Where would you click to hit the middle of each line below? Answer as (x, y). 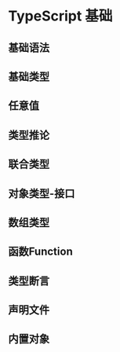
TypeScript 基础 (60, 16)
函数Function (40, 252)
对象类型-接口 (42, 193)
